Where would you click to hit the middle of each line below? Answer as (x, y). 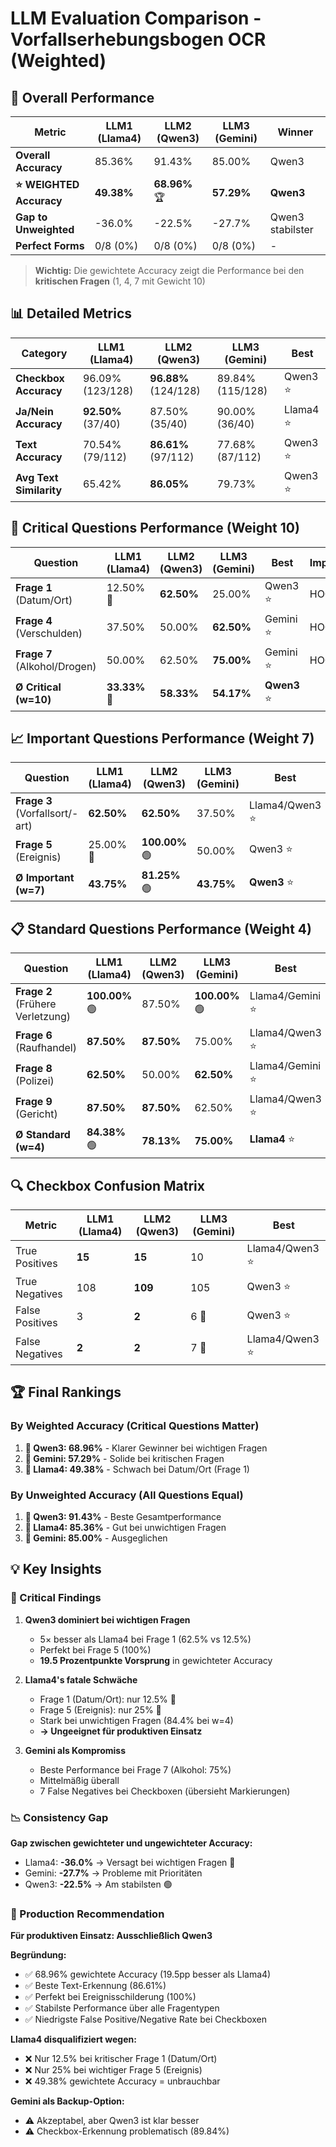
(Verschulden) (49, 634)
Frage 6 (34, 1035)
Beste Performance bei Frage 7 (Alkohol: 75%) (135, 1769)
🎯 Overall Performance (82, 97)
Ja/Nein (34, 412)
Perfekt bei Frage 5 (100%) (95, 1649)
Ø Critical (38, 687)
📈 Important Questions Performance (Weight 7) (162, 738)
